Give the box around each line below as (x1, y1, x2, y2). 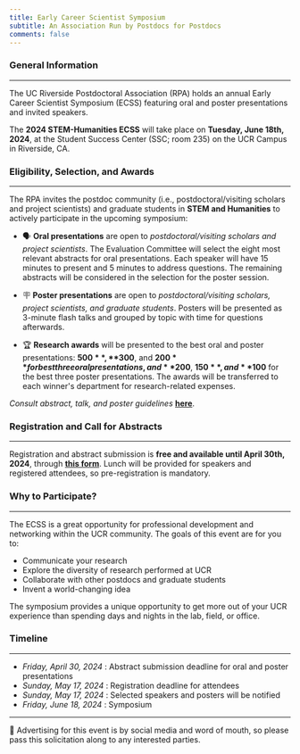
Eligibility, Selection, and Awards (9, 165, 154, 178)
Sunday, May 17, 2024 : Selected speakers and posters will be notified (21, 689, 281, 700)
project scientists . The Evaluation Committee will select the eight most (21, 243, 281, 254)
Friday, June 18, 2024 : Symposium (21, 699, 153, 709)
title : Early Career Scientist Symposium (9, 12, 166, 22)
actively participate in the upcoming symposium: (9, 212, 188, 223)
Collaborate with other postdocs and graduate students (21, 574, 226, 584)
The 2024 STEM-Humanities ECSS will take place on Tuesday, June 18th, (9, 124, 284, 135)
